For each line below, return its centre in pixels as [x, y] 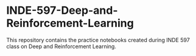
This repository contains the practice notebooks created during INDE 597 [98, 40]
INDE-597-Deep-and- [62, 11]
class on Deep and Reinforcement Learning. [61, 46]
